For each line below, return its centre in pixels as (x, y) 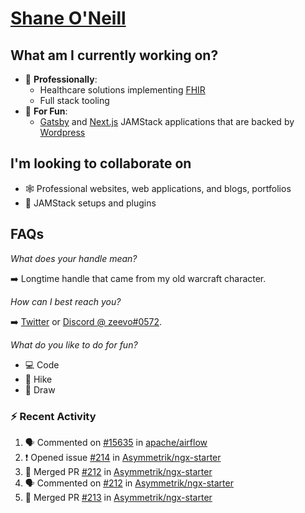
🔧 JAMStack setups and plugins (90, 203)
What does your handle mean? (74, 258)
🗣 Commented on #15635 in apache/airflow (116, 442)
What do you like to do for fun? (74, 344)
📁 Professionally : (61, 79)
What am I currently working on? (114, 55)
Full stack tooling (74, 100)
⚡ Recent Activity (53, 416)
